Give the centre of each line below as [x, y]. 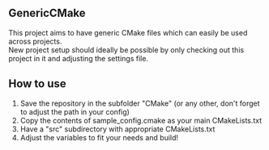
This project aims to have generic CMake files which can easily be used [128, 32]
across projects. [35, 41]
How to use [37, 84]
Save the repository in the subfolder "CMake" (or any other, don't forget [140, 103]
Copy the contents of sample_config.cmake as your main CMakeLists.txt [141, 120]
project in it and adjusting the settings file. [78, 58]
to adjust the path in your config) [75, 111]
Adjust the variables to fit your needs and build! [99, 137]
